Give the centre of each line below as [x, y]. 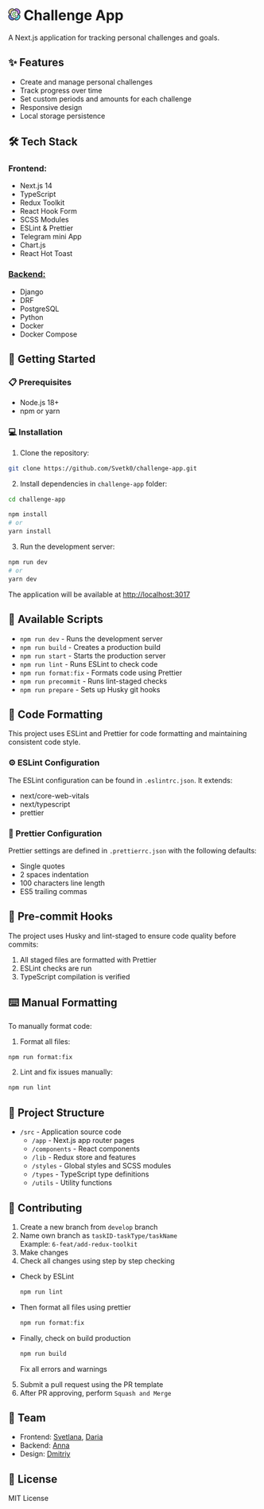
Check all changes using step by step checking [97, 1261]
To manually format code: [50, 1026]
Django [31, 292]
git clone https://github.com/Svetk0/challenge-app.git [103, 468]
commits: [23, 944]
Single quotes [42, 866]
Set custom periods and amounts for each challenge [106, 99]
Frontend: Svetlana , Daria [61, 1437]
